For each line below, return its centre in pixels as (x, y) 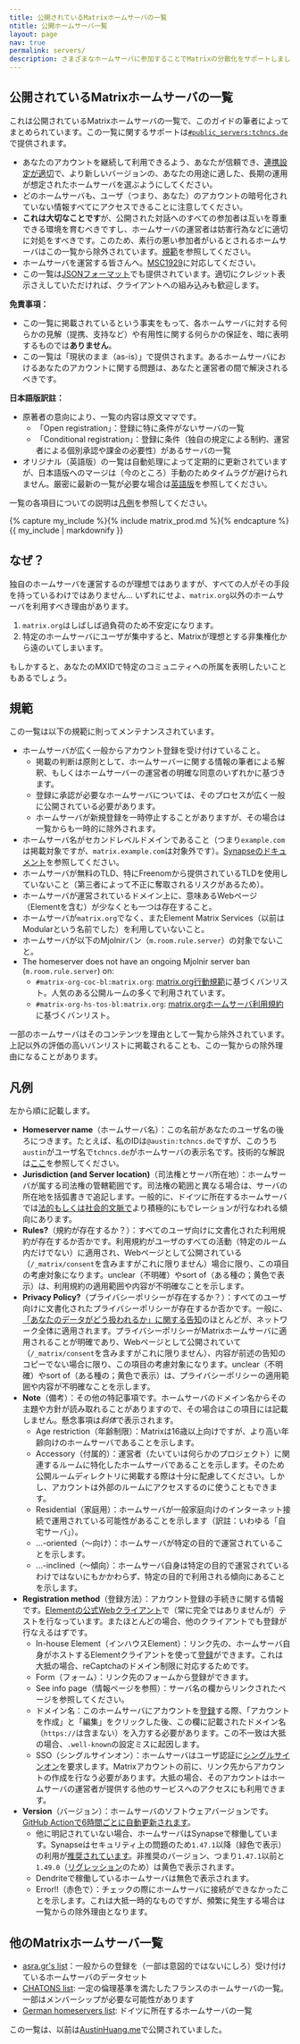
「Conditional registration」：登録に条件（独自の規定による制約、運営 (162, 439)
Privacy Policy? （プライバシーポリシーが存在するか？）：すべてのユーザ (154, 1298)
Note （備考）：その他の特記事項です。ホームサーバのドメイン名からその (154, 1398)
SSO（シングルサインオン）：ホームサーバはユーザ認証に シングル (155, 1755)
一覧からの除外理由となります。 (94, 1912)
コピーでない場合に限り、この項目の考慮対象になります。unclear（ (145, 1365)
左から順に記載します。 (52, 1111)
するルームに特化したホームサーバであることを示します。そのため (164, 1465)
